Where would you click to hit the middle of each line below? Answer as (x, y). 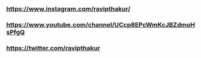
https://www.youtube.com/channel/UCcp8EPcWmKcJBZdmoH (100, 24)
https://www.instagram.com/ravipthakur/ (68, 9)
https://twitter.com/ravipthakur (53, 48)
